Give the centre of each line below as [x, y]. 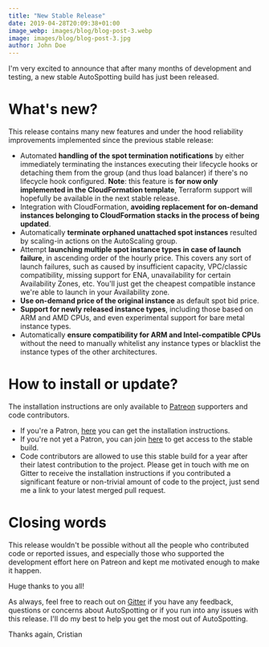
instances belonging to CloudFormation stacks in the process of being [139, 216]
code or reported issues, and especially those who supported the [116, 553]
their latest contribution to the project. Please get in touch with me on [134, 465]
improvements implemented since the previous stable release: [111, 140]
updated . [35, 224]
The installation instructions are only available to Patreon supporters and [128, 407]
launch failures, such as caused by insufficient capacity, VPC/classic [133, 267]
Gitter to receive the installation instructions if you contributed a [125, 473]
